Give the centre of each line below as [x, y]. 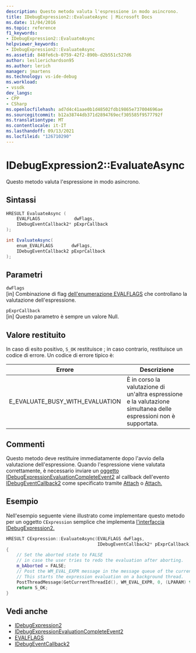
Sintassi [21, 200]
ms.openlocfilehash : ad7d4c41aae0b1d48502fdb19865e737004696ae [85, 109]
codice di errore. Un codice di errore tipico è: [60, 355]
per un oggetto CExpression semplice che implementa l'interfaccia [85, 521]
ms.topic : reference [31, 28]
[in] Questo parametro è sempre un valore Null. [63, 317]
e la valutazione [148, 402]
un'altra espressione [155, 394]
